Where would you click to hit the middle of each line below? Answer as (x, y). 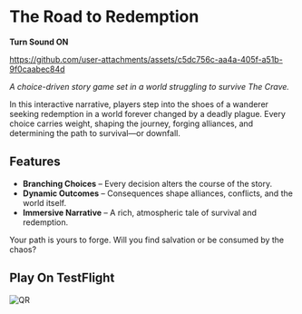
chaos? (23, 249)
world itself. (44, 202)
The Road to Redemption (104, 17)
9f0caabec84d (37, 69)
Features (35, 162)
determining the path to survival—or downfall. (95, 132)
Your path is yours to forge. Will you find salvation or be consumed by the (147, 240)
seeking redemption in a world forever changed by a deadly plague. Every (147, 113)
